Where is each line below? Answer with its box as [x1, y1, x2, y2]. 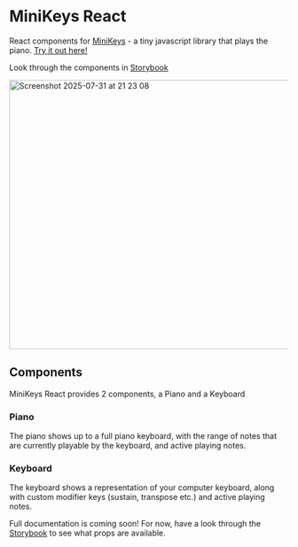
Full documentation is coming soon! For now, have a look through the [9, 519, 262, 529]
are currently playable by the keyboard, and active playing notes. [9, 441, 247, 451]
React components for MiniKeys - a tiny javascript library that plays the [9, 35, 269, 46]
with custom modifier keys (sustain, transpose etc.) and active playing [9, 492, 266, 503]
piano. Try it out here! [9, 44, 88, 55]
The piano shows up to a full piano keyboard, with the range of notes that [9, 431, 278, 442]
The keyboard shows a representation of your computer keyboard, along [9, 482, 275, 493]
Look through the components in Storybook [9, 62, 169, 73]
